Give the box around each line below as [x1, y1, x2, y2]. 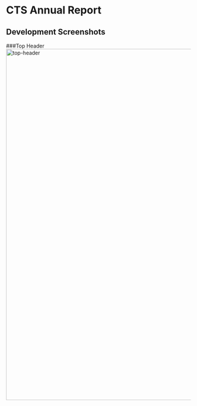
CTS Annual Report [6, 4, 101, 17]
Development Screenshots [6, 27, 106, 37]
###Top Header [6, 42, 45, 49]
